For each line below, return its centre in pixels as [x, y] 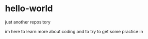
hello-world [29, 9]
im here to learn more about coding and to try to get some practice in [74, 31]
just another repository [28, 22]
